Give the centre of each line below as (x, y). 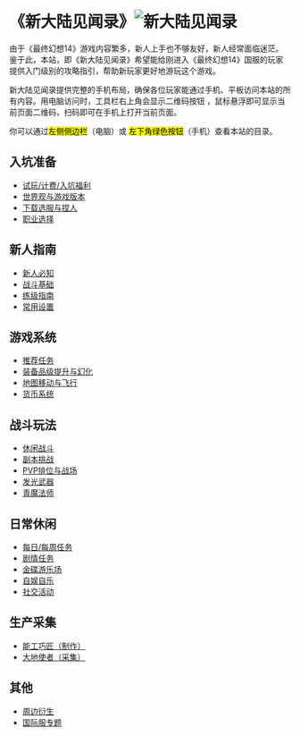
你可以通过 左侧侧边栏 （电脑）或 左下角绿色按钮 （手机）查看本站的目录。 (143, 131)
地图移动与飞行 (50, 383)
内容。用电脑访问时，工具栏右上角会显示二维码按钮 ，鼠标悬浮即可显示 (147, 101)
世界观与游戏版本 (54, 196)
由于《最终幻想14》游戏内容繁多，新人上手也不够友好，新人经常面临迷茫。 (146, 48)
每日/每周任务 (47, 547)
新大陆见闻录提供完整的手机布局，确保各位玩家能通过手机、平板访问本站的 (146, 89)
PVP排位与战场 (50, 470)
